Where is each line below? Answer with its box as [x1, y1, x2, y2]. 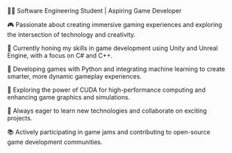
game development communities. [7, 138, 103, 146]
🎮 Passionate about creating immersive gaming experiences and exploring [7, 21, 222, 29]
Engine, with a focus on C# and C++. [7, 51, 113, 59]
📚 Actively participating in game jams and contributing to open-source [7, 128, 210, 136]
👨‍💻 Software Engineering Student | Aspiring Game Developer [7, 7, 182, 15]
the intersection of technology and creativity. [7, 31, 136, 38]
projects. [7, 114, 33, 122]
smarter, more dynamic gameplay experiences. [7, 72, 142, 80]
